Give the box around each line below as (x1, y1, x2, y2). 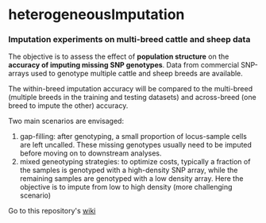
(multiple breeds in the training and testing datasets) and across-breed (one (8, 93, 256, 102)
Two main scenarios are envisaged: (8, 117, 125, 126)
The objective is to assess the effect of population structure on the (8, 52, 229, 61)
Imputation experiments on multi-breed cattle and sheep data (8, 34, 251, 45)
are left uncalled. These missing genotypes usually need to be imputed (19, 140, 253, 150)
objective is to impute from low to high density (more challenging (19, 183, 233, 192)
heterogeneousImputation (8, 6, 185, 24)
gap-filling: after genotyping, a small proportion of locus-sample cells (19, 132, 248, 141)
